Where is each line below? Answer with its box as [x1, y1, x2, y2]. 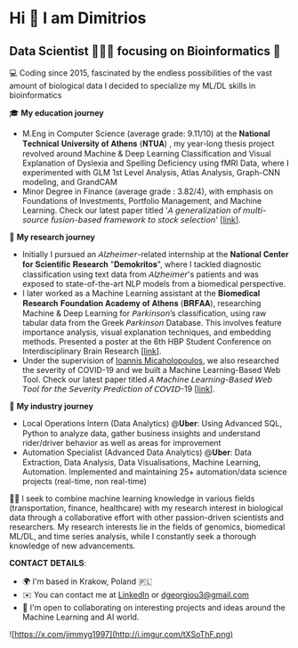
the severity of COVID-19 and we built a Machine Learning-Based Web [21, 365, 281, 375]
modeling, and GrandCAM [21, 177, 118, 187]
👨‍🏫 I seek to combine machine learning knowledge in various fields [9, 493, 255, 504]
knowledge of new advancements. [9, 540, 136, 551]
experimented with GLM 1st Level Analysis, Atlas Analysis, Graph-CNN [21, 167, 280, 177]
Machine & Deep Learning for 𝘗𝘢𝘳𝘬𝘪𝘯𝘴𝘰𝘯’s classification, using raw [21, 308, 267, 319]
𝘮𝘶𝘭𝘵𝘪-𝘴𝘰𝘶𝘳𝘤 [242, 205, 267, 215]
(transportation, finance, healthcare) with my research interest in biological [9, 503, 284, 513]
